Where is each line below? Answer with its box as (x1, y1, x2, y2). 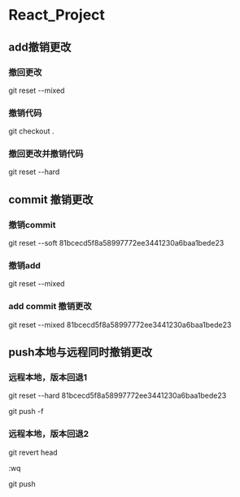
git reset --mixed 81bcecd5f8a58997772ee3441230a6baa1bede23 (8, 320, 232, 329)
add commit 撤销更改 (8, 301, 92, 312)
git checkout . (8, 126, 55, 136)
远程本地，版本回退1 (8, 372, 88, 383)
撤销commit (8, 219, 56, 230)
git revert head (8, 447, 59, 457)
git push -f (8, 407, 44, 416)
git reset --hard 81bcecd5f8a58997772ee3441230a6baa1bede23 (8, 390, 227, 400)
